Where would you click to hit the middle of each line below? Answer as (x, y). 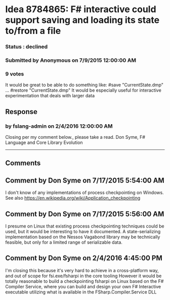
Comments (23, 163)
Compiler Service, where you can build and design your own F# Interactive (83, 286)
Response (22, 112)
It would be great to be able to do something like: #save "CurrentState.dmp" (84, 85)
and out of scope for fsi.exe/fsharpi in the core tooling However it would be (83, 276)
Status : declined (27, 47)
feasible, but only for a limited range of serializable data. (64, 242)
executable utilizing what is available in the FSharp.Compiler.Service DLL (81, 292)
